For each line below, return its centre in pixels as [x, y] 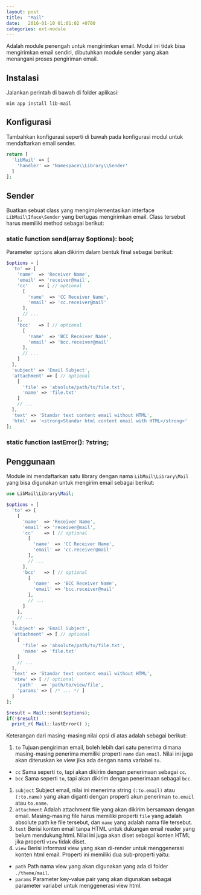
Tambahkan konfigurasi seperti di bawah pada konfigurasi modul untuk [94, 136]
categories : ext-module [36, 29]
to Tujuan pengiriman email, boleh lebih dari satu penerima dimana [98, 747]
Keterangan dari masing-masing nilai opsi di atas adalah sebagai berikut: [97, 736]
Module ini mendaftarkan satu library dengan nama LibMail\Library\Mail [97, 476]
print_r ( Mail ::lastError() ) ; [51, 724]
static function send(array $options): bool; [70, 239]
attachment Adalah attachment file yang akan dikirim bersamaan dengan [105, 810]
